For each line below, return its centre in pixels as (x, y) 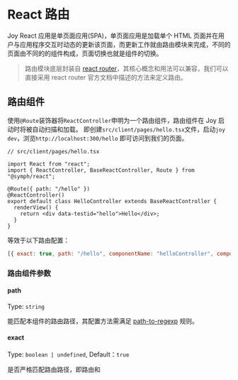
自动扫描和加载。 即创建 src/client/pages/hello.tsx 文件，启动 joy (128, 129)
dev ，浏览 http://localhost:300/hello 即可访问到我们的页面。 (98, 138)
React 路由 (39, 15)
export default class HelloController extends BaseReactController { (112, 201)
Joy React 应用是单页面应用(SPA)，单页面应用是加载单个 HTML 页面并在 (113, 36)
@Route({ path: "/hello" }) (49, 189)
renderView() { (36, 207)
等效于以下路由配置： (38, 240)
